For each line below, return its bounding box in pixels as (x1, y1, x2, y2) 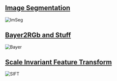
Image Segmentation (5, 4, 70, 12)
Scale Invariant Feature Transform (5, 58, 112, 66)
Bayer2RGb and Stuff (5, 31, 71, 40)
